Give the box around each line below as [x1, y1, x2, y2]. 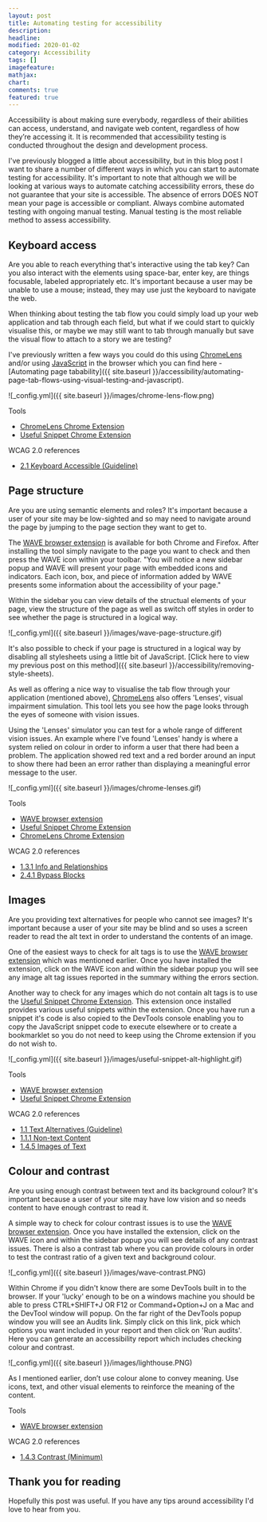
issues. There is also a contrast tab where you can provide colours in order [8, 1244, 254, 1253]
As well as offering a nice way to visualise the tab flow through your [8, 684, 231, 694]
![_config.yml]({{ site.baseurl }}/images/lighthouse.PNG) [8, 1358, 193, 1367]
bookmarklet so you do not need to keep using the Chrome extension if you [8, 1030, 257, 1039]
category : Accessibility [8, 49, 91, 57]
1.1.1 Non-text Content [19, 1133, 92, 1142]
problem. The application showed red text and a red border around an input [8, 751, 256, 760]
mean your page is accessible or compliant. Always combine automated [8, 199, 245, 208]
